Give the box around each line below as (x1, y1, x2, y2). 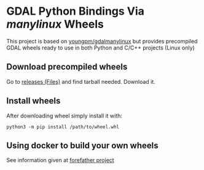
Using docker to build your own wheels (6, 140, 159, 150)
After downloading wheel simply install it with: (6, 112, 123, 119)
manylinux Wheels (6, 17, 104, 31)
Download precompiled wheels (6, 62, 128, 72)
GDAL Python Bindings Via (6, 4, 144, 18)
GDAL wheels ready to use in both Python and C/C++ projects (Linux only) (6, 44, 195, 51)
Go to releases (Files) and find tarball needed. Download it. (6, 78, 155, 85)
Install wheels (6, 96, 61, 106)
